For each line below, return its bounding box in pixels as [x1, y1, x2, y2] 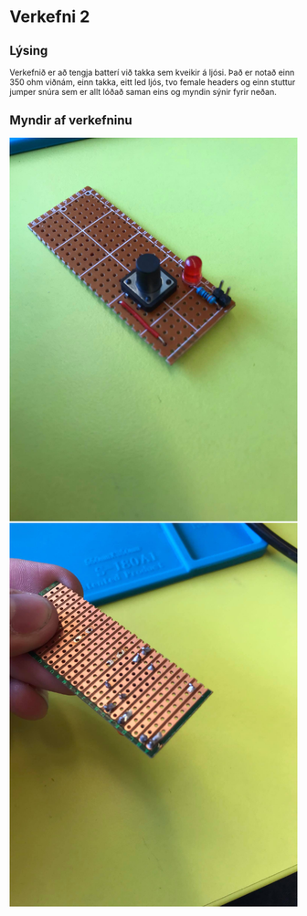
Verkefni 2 [9, 6, 90, 27]
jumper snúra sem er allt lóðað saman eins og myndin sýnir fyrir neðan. [9, 87, 277, 97]
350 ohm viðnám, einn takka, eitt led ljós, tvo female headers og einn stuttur [9, 77, 296, 88]
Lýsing [9, 43, 48, 58]
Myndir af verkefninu [9, 112, 132, 129]
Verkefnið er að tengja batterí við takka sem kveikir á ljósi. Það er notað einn [9, 67, 295, 78]
